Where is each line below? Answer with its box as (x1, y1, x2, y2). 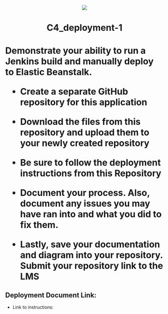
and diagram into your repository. (20, 250, 163, 261)
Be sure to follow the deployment (20, 157, 161, 169)
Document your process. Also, (20, 187, 150, 199)
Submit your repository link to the (20, 260, 163, 272)
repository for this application (20, 97, 147, 108)
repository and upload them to (20, 127, 149, 138)
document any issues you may (20, 198, 150, 209)
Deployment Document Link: (5, 291, 97, 299)
